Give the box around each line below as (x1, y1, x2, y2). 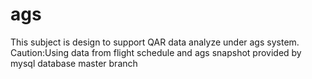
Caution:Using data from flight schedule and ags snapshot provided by (10, 46, 302, 58)
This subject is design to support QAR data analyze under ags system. (10, 36, 300, 48)
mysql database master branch (10, 57, 138, 69)
